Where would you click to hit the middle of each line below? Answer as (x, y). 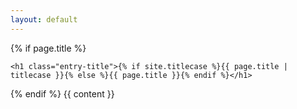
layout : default (44, 19)
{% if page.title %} (48, 48)
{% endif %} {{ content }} (62, 93)
